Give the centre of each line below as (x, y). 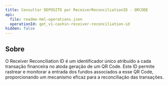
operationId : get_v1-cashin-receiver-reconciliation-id (70, 24)
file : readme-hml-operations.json (46, 19)
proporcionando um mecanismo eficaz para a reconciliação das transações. (85, 77)
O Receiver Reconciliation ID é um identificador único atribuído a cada (78, 61)
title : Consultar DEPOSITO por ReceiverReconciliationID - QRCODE (77, 10)
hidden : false (20, 29)
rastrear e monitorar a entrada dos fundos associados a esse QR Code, (79, 71)
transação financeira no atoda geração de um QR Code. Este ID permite (80, 66)
